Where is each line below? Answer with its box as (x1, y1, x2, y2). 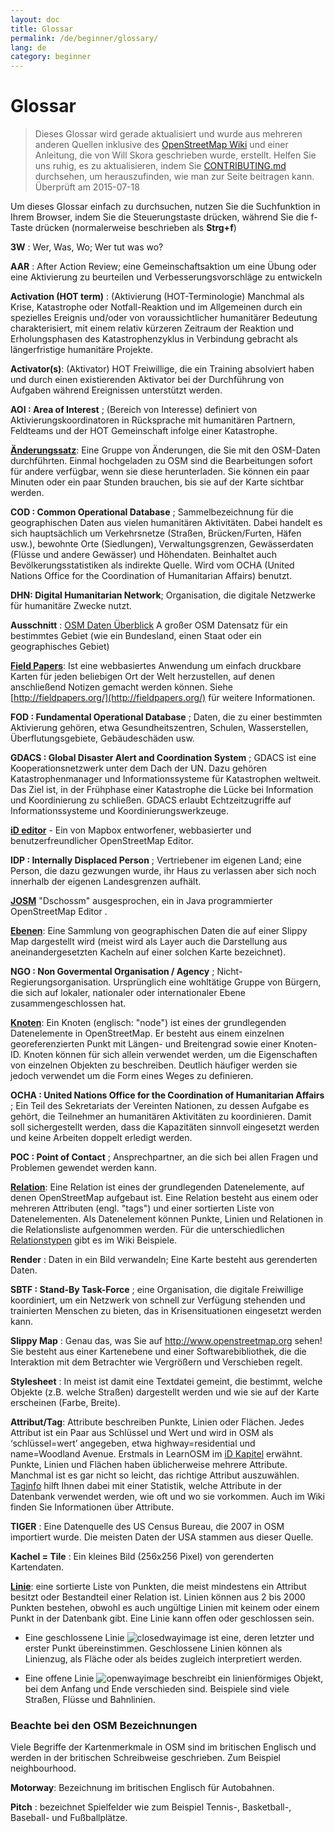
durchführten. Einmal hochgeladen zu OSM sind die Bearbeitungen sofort (10, 455, 313, 467)
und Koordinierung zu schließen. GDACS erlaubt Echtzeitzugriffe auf (10, 794, 292, 806)
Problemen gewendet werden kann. (10, 1162, 157, 1174)
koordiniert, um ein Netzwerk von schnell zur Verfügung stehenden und (10, 1294, 306, 1306)
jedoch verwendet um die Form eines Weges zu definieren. (10, 1070, 254, 1082)
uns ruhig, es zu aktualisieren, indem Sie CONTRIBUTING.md (34, 160, 287, 172)
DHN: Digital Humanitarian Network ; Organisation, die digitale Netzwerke (10, 589, 316, 601)
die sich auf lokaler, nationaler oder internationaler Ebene (10, 987, 247, 999)
